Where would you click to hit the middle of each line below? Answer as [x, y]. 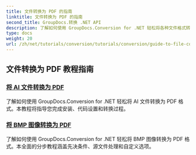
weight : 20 [19, 39]
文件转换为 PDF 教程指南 [50, 69]
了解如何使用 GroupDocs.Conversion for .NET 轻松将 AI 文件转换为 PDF [91, 101]
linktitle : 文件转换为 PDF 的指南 [44, 17]
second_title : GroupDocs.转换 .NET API [54, 22]
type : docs [19, 33]
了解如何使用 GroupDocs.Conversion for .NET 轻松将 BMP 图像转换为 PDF [95, 139]
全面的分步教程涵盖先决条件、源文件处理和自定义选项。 [88, 146]
